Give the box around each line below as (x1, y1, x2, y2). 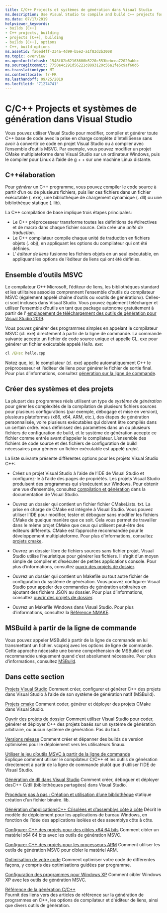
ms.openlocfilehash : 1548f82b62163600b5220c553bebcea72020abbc (5, 58, 139, 63)
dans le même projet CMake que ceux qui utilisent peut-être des (12, 522, 144, 528)
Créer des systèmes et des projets (5, 385, 114, 393)
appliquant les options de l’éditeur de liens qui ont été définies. (12, 256, 141, 262)
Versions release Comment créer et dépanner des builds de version (5, 736, 144, 742)
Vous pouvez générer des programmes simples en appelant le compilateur (5, 325, 158, 331)
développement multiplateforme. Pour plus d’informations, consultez (12, 532, 153, 538)
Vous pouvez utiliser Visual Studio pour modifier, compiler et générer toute (5, 130, 158, 136)
